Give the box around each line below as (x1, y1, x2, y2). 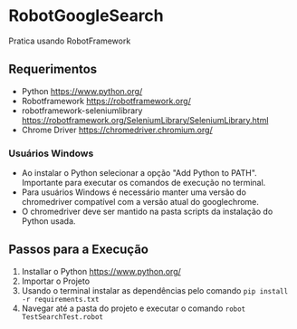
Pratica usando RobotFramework (8, 35, 131, 46)
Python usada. (21, 216, 76, 227)
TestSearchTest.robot (21, 312, 103, 322)
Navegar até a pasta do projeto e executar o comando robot (21, 303, 246, 314)
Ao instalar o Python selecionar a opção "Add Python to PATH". (21, 168, 257, 179)
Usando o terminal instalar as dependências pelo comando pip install (21, 285, 289, 295)
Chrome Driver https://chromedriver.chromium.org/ (21, 124, 214, 135)
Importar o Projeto (21, 276, 91, 286)
